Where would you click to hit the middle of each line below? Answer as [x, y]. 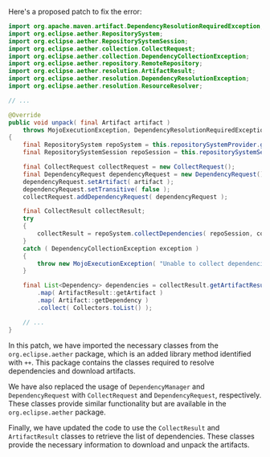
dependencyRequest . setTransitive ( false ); [97, 189]
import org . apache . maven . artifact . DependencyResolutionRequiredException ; [136, 27]
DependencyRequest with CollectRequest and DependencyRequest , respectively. [135, 395]
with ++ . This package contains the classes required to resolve [111, 362]
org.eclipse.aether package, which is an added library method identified [130, 353]
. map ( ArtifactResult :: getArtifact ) [100, 293]
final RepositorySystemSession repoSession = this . [111, 153]
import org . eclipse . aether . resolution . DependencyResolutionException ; [129, 79]
